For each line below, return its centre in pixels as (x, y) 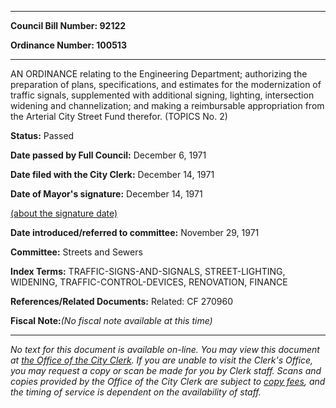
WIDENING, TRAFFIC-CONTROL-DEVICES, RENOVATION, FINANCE (149, 282)
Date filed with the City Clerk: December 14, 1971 (112, 174)
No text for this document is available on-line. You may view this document (165, 349)
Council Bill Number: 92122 (68, 25)
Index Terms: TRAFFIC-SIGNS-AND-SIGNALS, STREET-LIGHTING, (148, 271)
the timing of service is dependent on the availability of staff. (136, 392)
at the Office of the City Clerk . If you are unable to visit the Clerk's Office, (162, 360)
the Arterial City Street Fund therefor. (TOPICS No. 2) (119, 116)
